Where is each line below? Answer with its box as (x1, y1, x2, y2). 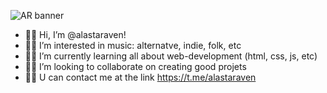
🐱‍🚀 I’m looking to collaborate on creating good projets (24, 61, 247, 72)
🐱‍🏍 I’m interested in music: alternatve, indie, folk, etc (24, 40, 242, 51)
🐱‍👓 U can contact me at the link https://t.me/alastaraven (24, 71, 257, 83)
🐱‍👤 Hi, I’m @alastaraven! (24, 29, 127, 40)
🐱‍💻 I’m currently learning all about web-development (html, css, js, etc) (24, 50, 318, 62)
